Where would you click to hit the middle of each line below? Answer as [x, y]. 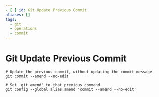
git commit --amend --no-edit [37, 76]
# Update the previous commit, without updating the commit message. [80, 72]
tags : [11, 19]
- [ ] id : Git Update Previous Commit [46, 10]
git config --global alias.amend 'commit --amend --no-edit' [71, 89]
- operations [23, 29]
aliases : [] [18, 15]
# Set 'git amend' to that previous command [53, 85]
